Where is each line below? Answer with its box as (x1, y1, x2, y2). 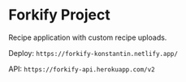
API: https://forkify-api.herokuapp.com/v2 (8, 63, 156, 74)
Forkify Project (8, 6, 111, 24)
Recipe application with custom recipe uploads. (8, 32, 167, 42)
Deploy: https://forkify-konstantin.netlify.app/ (8, 48, 179, 58)
